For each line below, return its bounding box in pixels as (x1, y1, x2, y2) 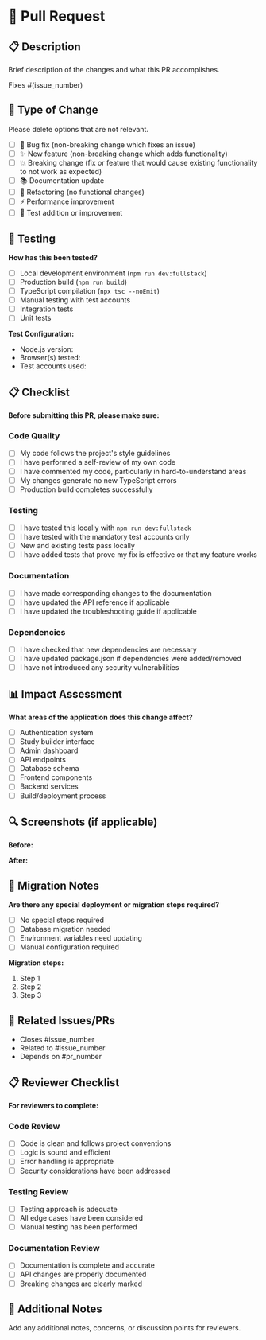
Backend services (19, 781, 79, 791)
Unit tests (19, 314, 52, 323)
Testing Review (8, 1186, 69, 1197)
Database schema (19, 764, 79, 773)
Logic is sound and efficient (19, 1147, 111, 1157)
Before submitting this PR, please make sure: (8, 411, 160, 420)
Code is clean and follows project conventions (19, 1139, 172, 1148)
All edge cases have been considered (19, 1213, 144, 1222)
